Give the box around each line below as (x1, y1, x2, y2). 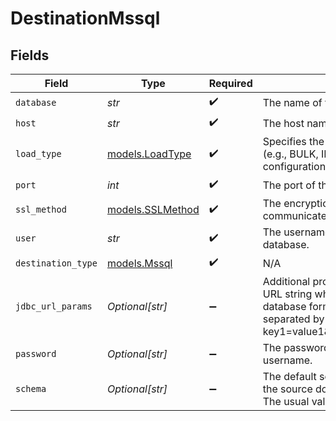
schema (15, 383, 47, 394)
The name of (262, 95, 323, 109)
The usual (262, 395, 310, 408)
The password (262, 341, 330, 354)
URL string (262, 287, 313, 301)
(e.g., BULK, (262, 147, 319, 161)
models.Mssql (106, 256, 173, 270)
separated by (262, 312, 325, 326)
